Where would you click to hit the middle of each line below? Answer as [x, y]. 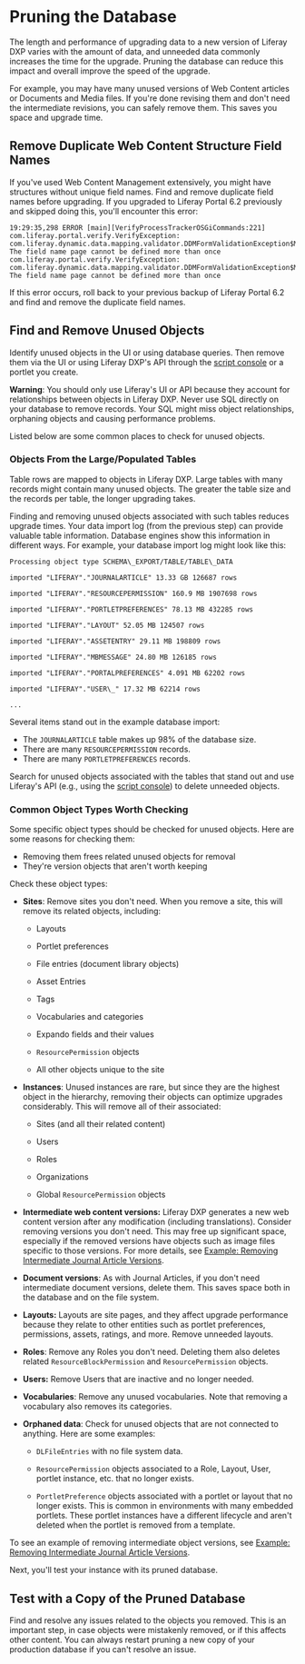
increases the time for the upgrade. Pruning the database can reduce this [147, 61]
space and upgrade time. [56, 117]
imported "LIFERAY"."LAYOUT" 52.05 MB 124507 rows [107, 625]
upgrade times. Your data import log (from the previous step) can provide [147, 525]
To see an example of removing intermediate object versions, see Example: [150, 1543]
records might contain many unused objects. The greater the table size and [150, 489]
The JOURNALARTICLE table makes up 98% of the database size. [139, 739]
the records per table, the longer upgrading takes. [103, 498]
